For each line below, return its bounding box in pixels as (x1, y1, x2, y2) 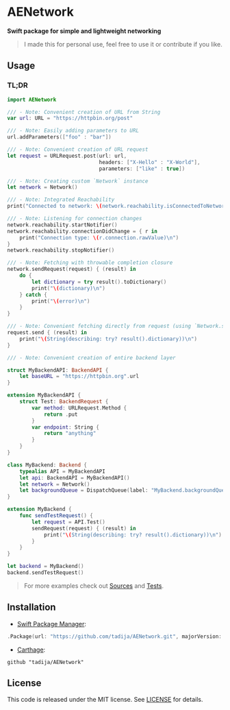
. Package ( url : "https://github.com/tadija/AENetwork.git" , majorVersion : (7, 632, 222, 640)
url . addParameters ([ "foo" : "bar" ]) (7, 134, 112, 141)
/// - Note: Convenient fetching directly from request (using (7, 323, 192, 330)
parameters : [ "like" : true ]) (99, 165, 186, 172)
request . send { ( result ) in (7, 329, 88, 336)
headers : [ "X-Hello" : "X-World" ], (99, 158, 201, 165)
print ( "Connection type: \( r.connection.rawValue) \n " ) (19, 234, 179, 241)
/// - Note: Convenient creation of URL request (7, 146, 149, 153)
